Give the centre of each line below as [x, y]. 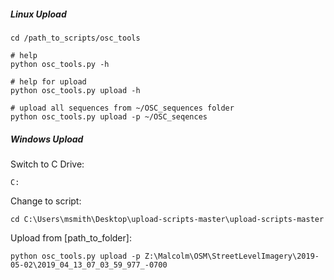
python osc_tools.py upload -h [75, 90]
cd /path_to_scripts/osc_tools [75, 38]
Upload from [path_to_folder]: [71, 237]
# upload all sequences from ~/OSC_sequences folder [122, 108]
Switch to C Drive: [47, 164]
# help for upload [48, 81]
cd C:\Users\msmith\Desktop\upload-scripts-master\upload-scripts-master [167, 219]
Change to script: [46, 201]
